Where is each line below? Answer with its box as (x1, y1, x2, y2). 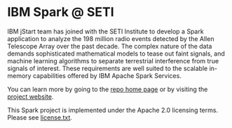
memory (7, 71, 32, 80)
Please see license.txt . (7, 113, 72, 122)
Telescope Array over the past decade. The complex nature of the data (7, 42, 212, 50)
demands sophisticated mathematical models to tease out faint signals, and (7, 49, 226, 58)
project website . (7, 92, 54, 101)
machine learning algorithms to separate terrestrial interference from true (7, 56, 219, 65)
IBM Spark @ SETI (7, 4, 114, 20)
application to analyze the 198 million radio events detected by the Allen (7, 34, 214, 42)
